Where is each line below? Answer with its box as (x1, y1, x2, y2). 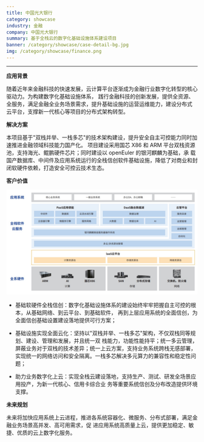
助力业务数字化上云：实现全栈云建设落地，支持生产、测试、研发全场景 (15, 373, 191, 380)
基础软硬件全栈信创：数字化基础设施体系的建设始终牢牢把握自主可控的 (15, 301, 191, 308)
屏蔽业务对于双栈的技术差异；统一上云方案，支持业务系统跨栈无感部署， (15, 344, 196, 352)
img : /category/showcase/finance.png (6, 49, 102, 55)
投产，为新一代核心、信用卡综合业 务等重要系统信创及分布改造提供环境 (20, 380, 198, 387)
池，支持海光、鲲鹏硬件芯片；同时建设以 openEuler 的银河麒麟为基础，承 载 (6, 149, 196, 156)
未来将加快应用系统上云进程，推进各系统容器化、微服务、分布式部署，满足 (6, 413, 192, 421)
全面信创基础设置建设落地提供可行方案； (15, 316, 117, 323)
